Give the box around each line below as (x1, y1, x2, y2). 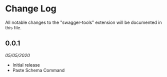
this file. (5, 24, 21, 30)
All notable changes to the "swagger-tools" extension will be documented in (5, 19, 162, 25)
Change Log (5, 3, 56, 14)
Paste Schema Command (12, 67, 65, 73)
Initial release (12, 62, 40, 68)
